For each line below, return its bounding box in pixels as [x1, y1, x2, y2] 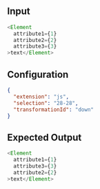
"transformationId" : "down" [13, 106, 94, 113]
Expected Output [7, 131, 82, 143]
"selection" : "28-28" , [13, 99, 79, 106]
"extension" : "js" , [13, 93, 70, 100]
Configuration [7, 68, 69, 80]
